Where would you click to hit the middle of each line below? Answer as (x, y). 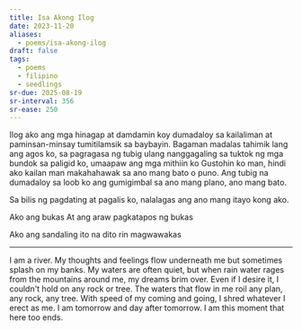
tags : (19, 59)
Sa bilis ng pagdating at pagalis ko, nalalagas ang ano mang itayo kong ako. (149, 200)
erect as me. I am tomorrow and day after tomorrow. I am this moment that (147, 308)
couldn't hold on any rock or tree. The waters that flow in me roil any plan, (146, 289)
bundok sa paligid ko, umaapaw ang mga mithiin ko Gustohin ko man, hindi (148, 163)
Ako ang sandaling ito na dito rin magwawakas (95, 235)
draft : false (34, 51)
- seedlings (40, 84)
